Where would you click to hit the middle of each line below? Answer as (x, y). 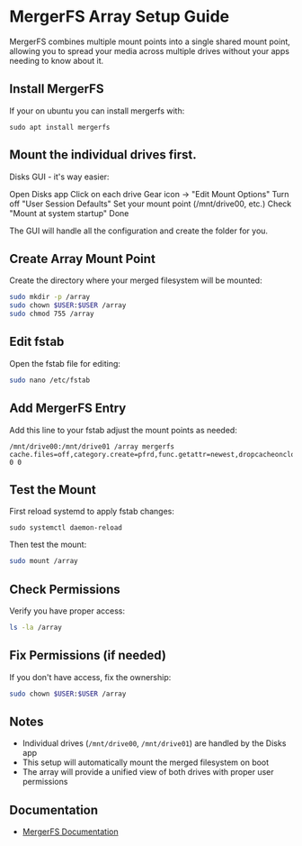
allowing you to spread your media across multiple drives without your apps (150, 50)
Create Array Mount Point (82, 259)
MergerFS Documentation (70, 832)
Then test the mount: (48, 545)
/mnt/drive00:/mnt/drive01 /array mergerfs (92, 446)
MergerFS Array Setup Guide (120, 17)
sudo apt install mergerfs (60, 127)
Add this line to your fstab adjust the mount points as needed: (124, 430)
